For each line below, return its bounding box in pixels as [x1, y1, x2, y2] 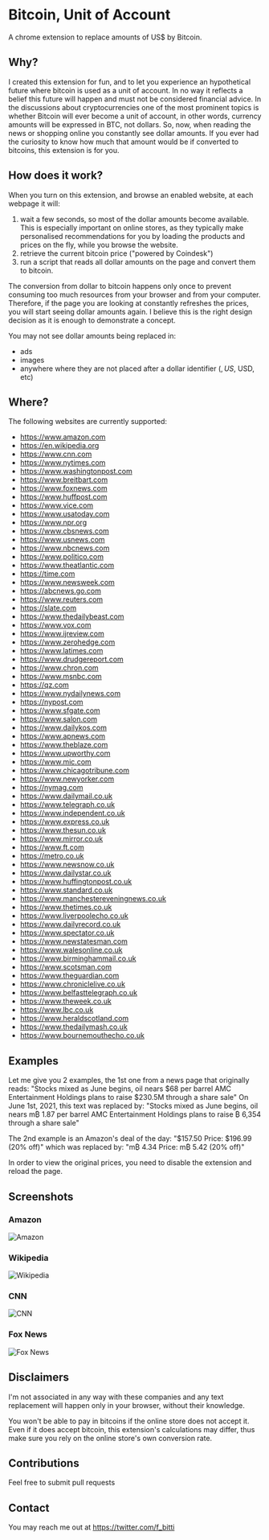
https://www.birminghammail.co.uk [19, 953, 137, 963]
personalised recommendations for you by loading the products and [19, 231, 246, 241]
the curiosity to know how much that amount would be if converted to [8, 137, 239, 146]
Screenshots [8, 1189, 74, 1204]
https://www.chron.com [19, 663, 99, 673]
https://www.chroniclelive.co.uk [19, 979, 126, 989]
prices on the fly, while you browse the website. [19, 240, 178, 249]
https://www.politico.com [19, 552, 104, 562]
